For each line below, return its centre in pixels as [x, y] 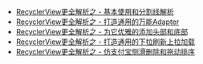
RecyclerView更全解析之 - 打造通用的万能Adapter [97, 22]
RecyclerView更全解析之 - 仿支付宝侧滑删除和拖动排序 [105, 52]
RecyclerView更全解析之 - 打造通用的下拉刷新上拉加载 [105, 42]
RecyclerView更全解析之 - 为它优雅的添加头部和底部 [102, 32]
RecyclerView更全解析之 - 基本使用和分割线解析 [95, 12]
